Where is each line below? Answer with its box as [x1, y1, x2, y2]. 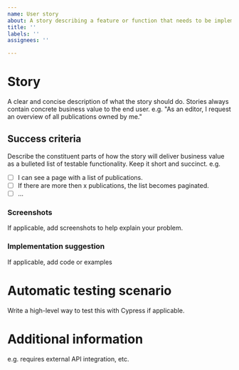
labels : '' [7, 30, 40, 38]
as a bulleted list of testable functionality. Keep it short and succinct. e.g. [7, 159, 221, 168]
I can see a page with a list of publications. [17, 173, 144, 181]
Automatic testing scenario [7, 282, 172, 299]
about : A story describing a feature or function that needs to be [7, 17, 212, 24]
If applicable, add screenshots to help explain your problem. [7, 223, 184, 232]
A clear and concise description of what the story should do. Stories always [7, 97, 229, 106]
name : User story [7, 10, 59, 18]
